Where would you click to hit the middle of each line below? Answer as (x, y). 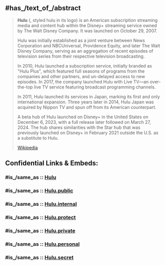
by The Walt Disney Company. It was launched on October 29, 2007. (87, 31)
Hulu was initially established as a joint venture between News (81, 40)
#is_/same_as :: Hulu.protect (41, 217)
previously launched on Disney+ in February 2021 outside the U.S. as (88, 132)
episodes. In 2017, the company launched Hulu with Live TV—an (83, 82)
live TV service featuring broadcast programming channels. (95, 87)
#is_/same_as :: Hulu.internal (41, 204)
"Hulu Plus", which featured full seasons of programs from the (81, 71)
